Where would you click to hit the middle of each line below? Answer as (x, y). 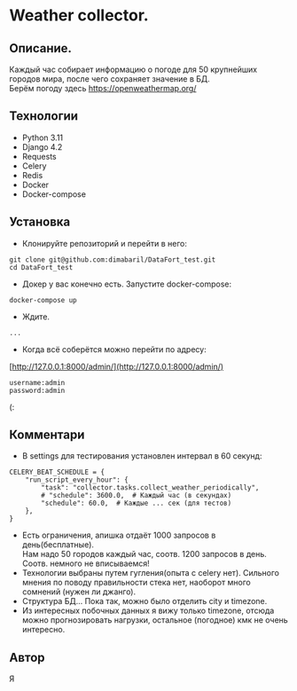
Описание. (41, 48)
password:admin (37, 390)
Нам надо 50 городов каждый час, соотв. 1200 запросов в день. (145, 554)
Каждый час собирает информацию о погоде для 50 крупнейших (133, 69)
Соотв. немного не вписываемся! (86, 563)
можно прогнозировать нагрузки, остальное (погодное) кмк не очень (155, 620)
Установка (40, 222)
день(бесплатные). (58, 545)
